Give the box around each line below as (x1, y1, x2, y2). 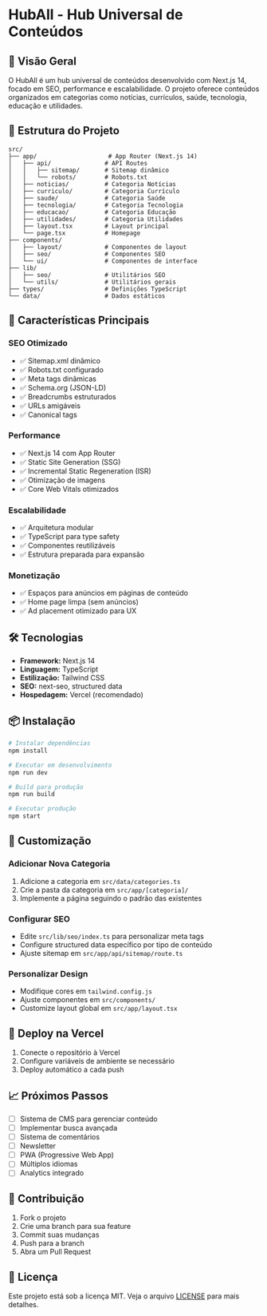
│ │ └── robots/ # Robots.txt (8, 173, 148, 181)
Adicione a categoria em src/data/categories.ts (19, 876, 181, 886)
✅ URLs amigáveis (19, 401, 81, 410)
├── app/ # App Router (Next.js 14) (8, 152, 198, 161)
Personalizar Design (8, 968, 88, 979)
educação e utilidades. (8, 101, 84, 110)
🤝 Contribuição (8, 1191, 84, 1205)
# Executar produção (8, 805, 77, 813)
